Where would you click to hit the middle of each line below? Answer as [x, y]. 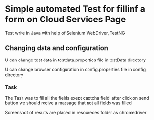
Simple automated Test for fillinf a [75, 9]
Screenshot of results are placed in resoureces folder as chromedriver [76, 113]
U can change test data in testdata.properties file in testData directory [75, 60]
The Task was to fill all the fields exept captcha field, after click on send [77, 98]
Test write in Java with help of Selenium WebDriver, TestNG [65, 33]
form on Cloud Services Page [66, 19]
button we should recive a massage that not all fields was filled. [69, 103]
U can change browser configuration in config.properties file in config [76, 69]
